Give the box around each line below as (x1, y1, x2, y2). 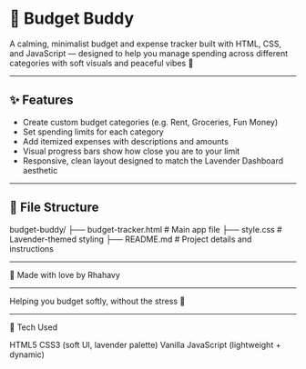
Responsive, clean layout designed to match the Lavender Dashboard (22, 155, 284, 166)
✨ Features (9, 93, 74, 108)
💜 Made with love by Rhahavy (9, 269, 121, 280)
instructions (9, 243, 55, 254)
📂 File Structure (9, 200, 99, 215)
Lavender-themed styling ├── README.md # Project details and (9, 234, 252, 244)
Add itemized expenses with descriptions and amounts (22, 135, 229, 146)
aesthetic (22, 165, 58, 175)
